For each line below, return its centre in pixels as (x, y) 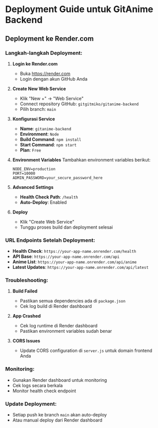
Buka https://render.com (45, 74)
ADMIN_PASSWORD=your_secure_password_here (57, 178)
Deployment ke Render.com (49, 39)
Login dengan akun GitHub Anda (54, 79)
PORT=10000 (24, 173)
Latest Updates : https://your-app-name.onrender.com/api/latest (81, 267)
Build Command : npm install (51, 139)
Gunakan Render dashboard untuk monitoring (60, 380)
